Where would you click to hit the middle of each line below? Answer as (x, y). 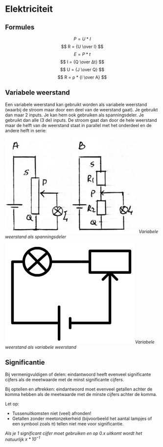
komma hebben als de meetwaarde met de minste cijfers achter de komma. (81, 394)
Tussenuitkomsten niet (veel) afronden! (52, 413)
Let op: (12, 404)
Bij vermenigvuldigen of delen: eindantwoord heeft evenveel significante (78, 374)
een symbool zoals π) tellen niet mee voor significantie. (68, 423)
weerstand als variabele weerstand (41, 347)
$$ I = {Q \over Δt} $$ (82, 62)
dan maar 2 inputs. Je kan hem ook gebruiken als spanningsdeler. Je (75, 115)
